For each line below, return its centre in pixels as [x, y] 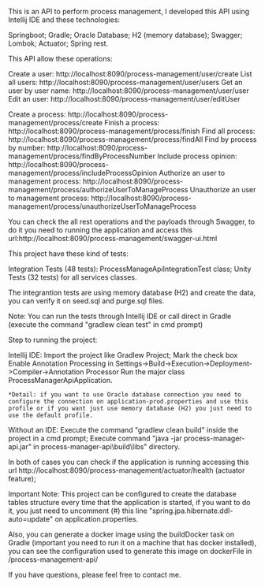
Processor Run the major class [135, 372]
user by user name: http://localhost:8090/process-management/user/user [129, 91]
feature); [22, 479]
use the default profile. [50, 415]
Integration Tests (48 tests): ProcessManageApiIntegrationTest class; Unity [130, 269]
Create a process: [37, 114]
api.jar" [20, 447]
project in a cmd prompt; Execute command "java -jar [95, 438]
